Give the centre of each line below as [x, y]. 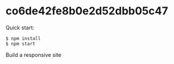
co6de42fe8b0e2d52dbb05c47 [87, 11]
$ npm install [23, 38]
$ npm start [20, 44]
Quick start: [20, 28]
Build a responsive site [34, 54]
